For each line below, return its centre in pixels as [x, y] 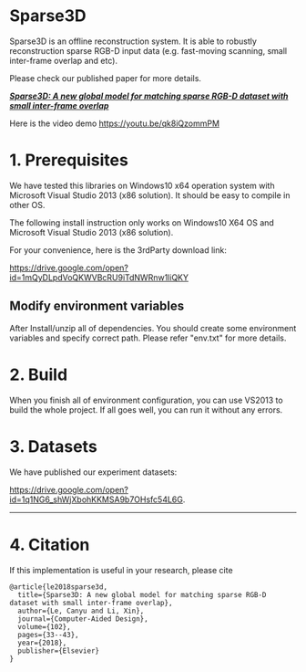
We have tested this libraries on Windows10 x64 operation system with [142, 185]
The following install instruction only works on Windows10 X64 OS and [142, 222]
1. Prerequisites [69, 160]
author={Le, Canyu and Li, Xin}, [81, 611]
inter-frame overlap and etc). [64, 60]
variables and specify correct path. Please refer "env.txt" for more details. [148, 338]
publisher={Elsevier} [59, 651]
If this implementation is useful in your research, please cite [122, 570]
